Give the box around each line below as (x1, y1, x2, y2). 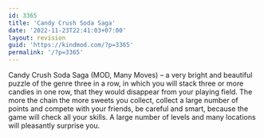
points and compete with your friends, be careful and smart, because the (8, 104, 249, 113)
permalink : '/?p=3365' (8, 48, 84, 56)
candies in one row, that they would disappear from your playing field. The (8, 87, 253, 96)
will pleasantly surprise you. (8, 121, 100, 130)
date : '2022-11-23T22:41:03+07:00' (8, 26, 127, 34)
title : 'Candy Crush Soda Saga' (8, 19, 116, 27)
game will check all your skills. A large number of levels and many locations (8, 113, 257, 121)
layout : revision (8, 33, 66, 42)
